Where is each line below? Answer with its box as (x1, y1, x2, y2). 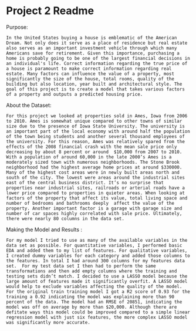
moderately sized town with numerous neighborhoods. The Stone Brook (6, 159, 180, 165)
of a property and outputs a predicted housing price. (6, 91, 143, 97)
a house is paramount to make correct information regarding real (6, 66, 172, 72)
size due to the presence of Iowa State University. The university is (6, 123, 185, 129)
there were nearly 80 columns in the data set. (6, 215, 125, 221)
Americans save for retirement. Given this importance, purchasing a (6, 50, 180, 56)
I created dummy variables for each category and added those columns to (6, 252, 191, 259)
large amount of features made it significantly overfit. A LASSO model (6, 278, 188, 284)
